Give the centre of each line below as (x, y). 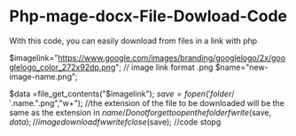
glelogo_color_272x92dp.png (62, 67)
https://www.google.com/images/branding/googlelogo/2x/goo (171, 57)
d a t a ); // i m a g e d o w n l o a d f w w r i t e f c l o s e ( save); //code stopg (115, 122)
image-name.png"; (43, 76)
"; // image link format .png (164, 67)
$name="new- (241, 67)
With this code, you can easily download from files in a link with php (133, 41)
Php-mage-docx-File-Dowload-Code (148, 16)
